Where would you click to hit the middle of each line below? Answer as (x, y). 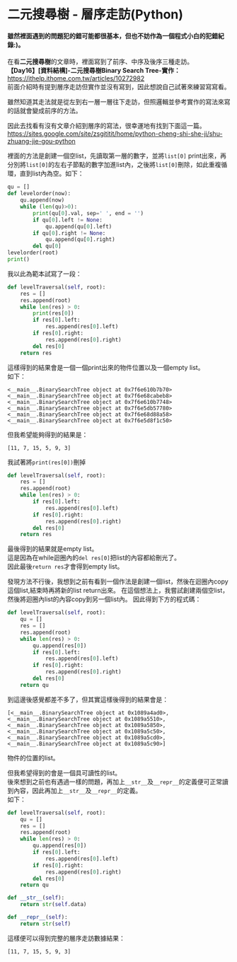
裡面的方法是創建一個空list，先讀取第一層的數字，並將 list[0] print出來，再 (117, 156)
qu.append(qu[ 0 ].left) (79, 226)
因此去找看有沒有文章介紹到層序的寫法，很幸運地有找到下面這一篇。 (106, 126)
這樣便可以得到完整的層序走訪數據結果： (66, 938)
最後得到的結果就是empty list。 (53, 549)
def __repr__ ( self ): (38, 917)
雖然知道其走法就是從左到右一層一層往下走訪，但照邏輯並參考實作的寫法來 (116, 102)
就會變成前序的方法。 (51, 111)
